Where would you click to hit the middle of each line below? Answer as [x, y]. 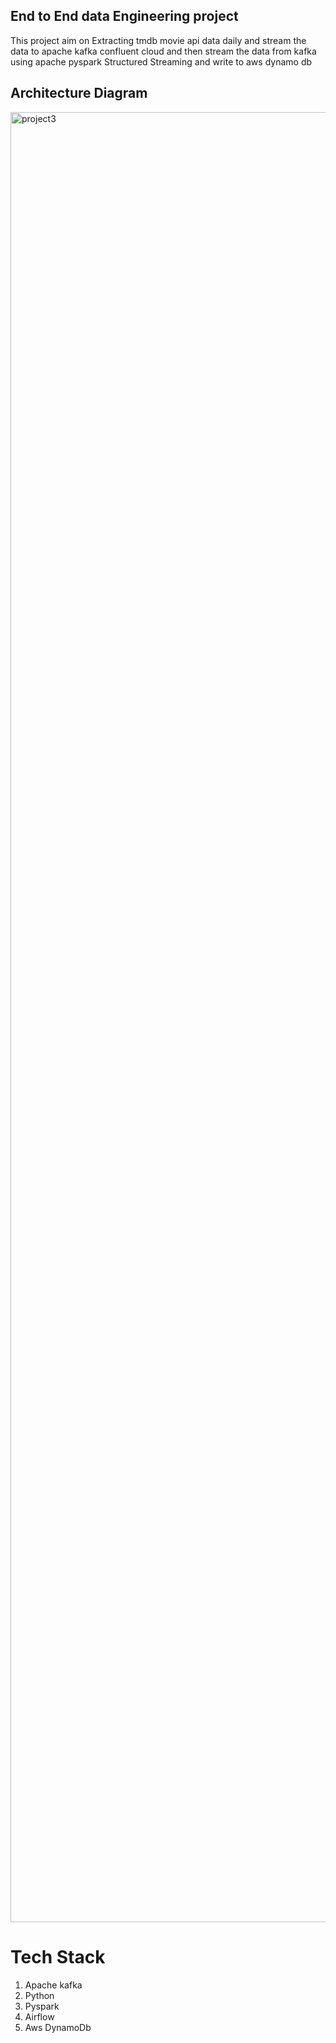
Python [39, 1995]
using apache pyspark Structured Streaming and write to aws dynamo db [161, 61]
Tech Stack [58, 1956]
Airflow [39, 2016]
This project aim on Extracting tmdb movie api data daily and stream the [158, 40]
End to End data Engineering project [124, 16]
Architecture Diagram [79, 93]
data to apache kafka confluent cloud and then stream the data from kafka [163, 51]
